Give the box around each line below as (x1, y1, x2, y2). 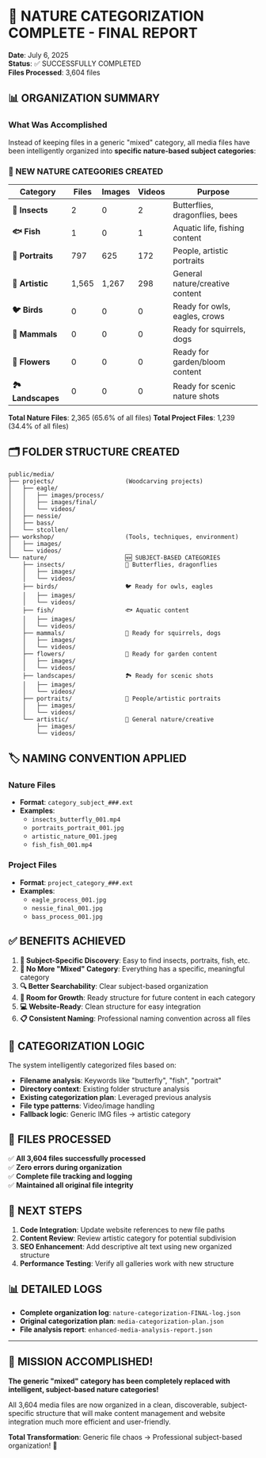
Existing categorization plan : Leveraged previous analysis (19, 1093, 211, 1102)
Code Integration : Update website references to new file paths (19, 1225, 226, 1234)
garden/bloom (173, 356, 226, 367)
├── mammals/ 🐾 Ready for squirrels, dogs (22, 629, 222, 637)
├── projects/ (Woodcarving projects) (8, 477, 203, 485)
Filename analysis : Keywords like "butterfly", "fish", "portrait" (19, 1075, 222, 1086)
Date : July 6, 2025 (8, 50, 69, 60)
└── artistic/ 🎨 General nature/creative (22, 715, 215, 723)
